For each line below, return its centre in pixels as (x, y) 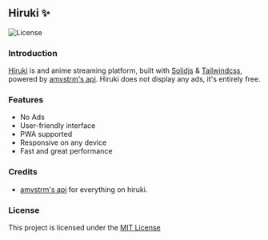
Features (26, 100)
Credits (23, 172)
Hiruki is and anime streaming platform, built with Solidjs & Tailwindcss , (125, 70)
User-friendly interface (58, 126)
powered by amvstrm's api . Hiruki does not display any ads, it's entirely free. (134, 79)
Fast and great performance (66, 151)
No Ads (32, 117)
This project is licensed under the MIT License (85, 228)
